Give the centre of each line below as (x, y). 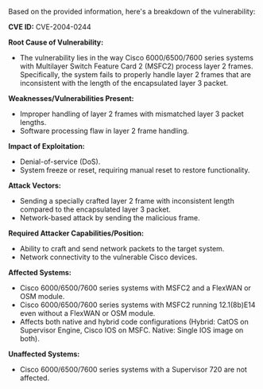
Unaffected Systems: (44, 354)
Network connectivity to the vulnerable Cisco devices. (108, 257)
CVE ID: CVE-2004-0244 (50, 27)
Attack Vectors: (35, 185)
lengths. (33, 122)
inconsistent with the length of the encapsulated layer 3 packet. (124, 83)
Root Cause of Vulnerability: (56, 42)
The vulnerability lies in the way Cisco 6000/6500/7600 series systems (137, 58)
